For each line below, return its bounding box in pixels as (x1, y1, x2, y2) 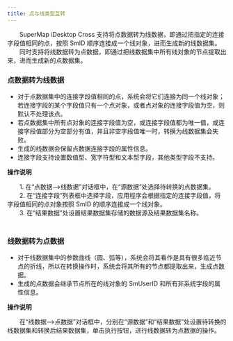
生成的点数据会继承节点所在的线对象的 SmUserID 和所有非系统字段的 (17, 279, 215, 288)
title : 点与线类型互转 (7, 10, 66, 17)
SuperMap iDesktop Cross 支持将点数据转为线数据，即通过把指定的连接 (19, 30, 225, 38)
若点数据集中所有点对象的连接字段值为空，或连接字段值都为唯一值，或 (17, 118, 219, 126)
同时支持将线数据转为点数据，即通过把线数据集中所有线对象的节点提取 (19, 47, 220, 56)
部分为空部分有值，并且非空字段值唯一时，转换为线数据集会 (41, 126, 213, 135)
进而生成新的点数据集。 (19, 56, 83, 65)
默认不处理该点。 (17, 109, 67, 118)
